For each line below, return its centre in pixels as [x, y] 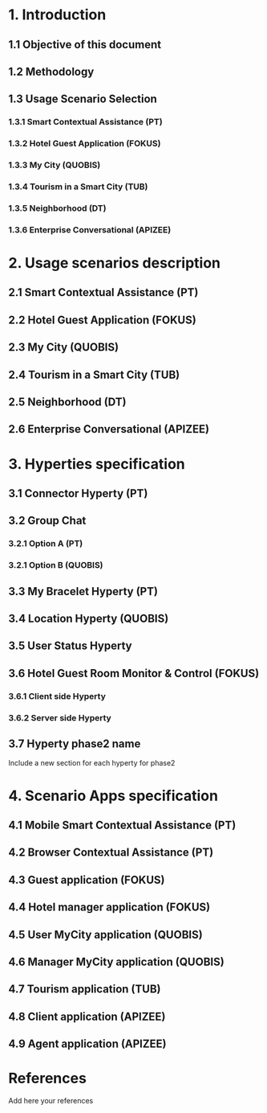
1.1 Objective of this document [85, 45]
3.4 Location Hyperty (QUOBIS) [89, 619]
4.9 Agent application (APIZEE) [87, 1044]
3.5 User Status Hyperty [70, 646]
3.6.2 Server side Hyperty [60, 717]
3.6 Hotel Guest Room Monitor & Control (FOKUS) [134, 673]
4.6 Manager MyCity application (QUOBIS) [116, 961]
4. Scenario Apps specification [113, 796]
